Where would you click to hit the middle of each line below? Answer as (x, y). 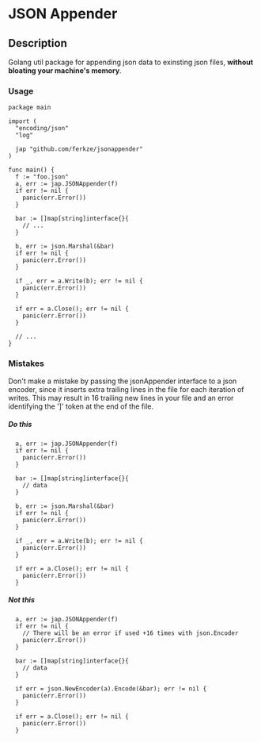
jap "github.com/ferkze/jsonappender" (79, 149)
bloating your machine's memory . (65, 71)
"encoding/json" (42, 129)
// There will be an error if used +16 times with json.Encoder (130, 633)
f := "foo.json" (42, 177)
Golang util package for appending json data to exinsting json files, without (131, 62)
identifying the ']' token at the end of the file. (81, 406)
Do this (20, 425)
